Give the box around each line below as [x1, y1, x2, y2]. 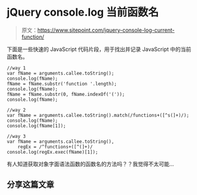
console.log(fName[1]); [7, 122, 66, 129]
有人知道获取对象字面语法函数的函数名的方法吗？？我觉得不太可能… [7, 160, 174, 167]
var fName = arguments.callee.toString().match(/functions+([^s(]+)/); [7, 112, 189, 118]
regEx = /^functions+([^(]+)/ [17, 143, 93, 150]
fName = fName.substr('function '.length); [7, 80, 117, 87]
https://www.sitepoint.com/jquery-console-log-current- [37, 26, 175, 34]
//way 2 [7, 107, 26, 113]
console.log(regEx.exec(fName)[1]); [7, 149, 98, 155]
